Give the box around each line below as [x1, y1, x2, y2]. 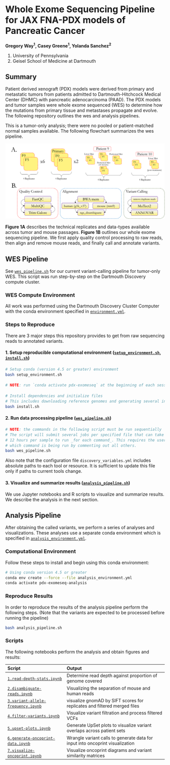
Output [66, 665, 82, 671]
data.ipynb [7, 741, 30, 746]
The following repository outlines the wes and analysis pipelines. [5, 113, 140, 119]
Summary [5, 72, 37, 81]
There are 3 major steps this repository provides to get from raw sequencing [5, 333, 165, 339]
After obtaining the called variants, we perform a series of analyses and [5, 525, 154, 531]
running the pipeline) [5, 615, 49, 621]
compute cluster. [5, 278, 40, 285]
